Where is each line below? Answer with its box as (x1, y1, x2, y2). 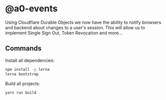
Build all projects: (5, 80, 41, 87)
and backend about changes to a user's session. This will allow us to (5, 24, 145, 30)
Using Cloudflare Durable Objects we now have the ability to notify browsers (5, 19, 162, 25)
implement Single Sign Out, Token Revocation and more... (5, 30, 123, 36)
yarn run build (5, 90, 37, 95)
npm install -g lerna (5, 67, 50, 72)
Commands (5, 44, 42, 52)
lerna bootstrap (5, 71, 39, 77)
